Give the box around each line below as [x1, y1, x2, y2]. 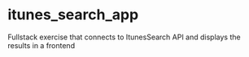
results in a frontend [7, 40, 75, 50]
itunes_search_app [7, 6, 139, 24]
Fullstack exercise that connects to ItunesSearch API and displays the [7, 32, 241, 42]
